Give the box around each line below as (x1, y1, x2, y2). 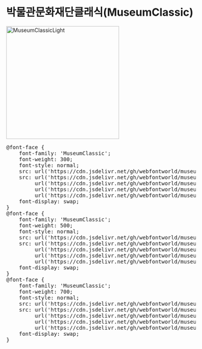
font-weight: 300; (19, 156, 73, 162)
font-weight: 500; (19, 222, 73, 229)
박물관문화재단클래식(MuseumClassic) (6, 5, 194, 19)
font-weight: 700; (19, 288, 73, 295)
